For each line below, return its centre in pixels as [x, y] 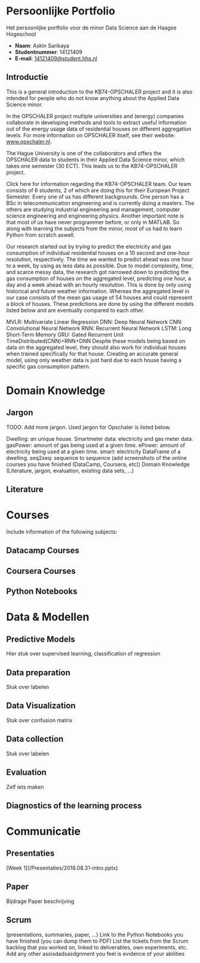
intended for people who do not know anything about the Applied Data [93, 98]
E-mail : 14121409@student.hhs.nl [56, 58]
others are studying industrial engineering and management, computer [93, 209]
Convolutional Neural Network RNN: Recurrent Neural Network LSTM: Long [99, 328]
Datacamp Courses [43, 551]
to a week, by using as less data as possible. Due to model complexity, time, [100, 266]
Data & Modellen [48, 617]
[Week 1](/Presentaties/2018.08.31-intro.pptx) [62, 868]
